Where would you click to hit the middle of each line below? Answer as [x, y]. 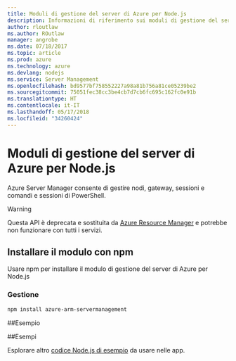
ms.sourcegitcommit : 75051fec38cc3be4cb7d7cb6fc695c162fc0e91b [102, 92]
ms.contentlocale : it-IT [44, 106]
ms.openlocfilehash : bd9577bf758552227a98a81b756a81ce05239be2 [102, 86]
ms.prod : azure [29, 60]
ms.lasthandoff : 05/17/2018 [48, 112]
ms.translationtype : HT [42, 99]
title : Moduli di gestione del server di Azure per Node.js [97, 14]
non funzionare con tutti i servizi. [55, 230]
